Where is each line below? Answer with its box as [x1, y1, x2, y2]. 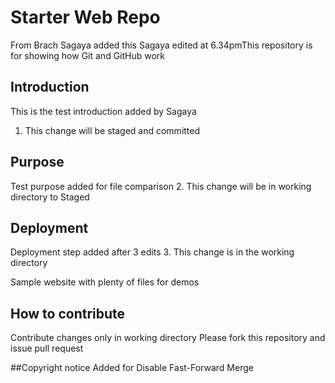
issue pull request [10, 342, 84, 355]
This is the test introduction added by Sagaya [10, 105, 197, 117]
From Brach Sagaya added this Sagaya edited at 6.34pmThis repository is [10, 39, 313, 51]
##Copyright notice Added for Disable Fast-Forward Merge [10, 362, 254, 374]
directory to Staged [10, 191, 90, 203]
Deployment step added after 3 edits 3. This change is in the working [10, 246, 295, 258]
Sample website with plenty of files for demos [10, 276, 200, 288]
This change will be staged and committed [24, 124, 201, 136]
